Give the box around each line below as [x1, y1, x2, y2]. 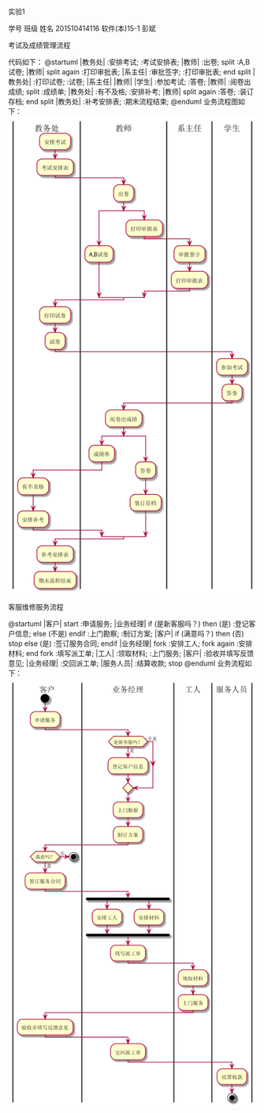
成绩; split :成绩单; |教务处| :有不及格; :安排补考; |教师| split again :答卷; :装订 [8, 87, 254, 96]
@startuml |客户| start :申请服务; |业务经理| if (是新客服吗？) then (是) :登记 [8, 619, 250, 628]
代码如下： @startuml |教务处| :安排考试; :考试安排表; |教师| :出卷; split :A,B [8, 58, 251, 66]
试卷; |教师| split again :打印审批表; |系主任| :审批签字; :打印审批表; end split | [8, 67, 256, 77]
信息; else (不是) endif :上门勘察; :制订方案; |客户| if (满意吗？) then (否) [14, 629, 244, 639]
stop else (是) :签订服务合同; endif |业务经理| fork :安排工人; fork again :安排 [8, 639, 253, 648]
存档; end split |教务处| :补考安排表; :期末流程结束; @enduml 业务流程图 [8, 97, 239, 106]
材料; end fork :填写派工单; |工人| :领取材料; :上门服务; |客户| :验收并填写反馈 [8, 649, 255, 658]
